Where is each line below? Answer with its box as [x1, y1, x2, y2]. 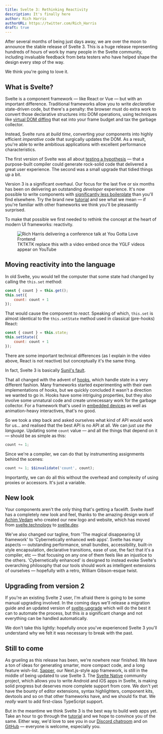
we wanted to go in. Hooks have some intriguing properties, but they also [5, 392, 152, 398]
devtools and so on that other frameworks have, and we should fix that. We [5, 693, 156, 699]
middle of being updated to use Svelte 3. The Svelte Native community [5, 673, 147, 678]
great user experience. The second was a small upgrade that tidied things [5, 166, 153, 172]
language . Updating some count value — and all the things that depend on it [5, 427, 158, 433]
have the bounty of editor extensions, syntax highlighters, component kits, [5, 688, 154, 694]
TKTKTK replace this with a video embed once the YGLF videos [17, 241, 145, 247]
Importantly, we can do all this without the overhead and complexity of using [5, 474, 159, 480]
